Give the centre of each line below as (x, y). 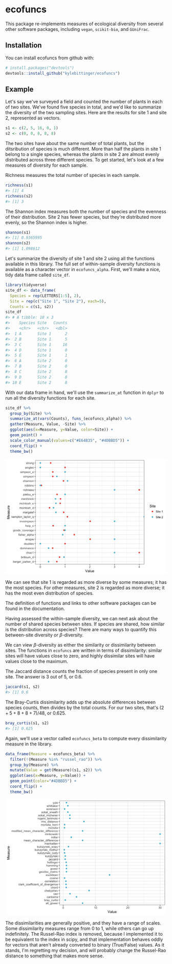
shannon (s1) (18, 233)
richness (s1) (19, 185)
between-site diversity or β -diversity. (44, 635)
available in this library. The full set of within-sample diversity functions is (83, 264)
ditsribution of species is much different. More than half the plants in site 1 (83, 149)
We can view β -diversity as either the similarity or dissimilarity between (81, 645)
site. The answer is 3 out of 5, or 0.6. (44, 677)
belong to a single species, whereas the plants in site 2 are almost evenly (82, 154)
